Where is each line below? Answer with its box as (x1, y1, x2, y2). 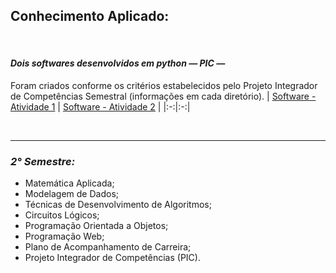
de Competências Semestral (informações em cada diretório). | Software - (10, 90, 317, 103)
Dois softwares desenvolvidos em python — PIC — (10, 57, 226, 69)
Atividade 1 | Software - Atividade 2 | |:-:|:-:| (10, 101, 191, 113)
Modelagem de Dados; (24, 188, 119, 200)
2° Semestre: (10, 154, 76, 168)
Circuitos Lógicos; (24, 209, 100, 221)
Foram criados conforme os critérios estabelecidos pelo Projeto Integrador (10, 80, 318, 92)
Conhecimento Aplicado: (10, 8, 170, 25)
